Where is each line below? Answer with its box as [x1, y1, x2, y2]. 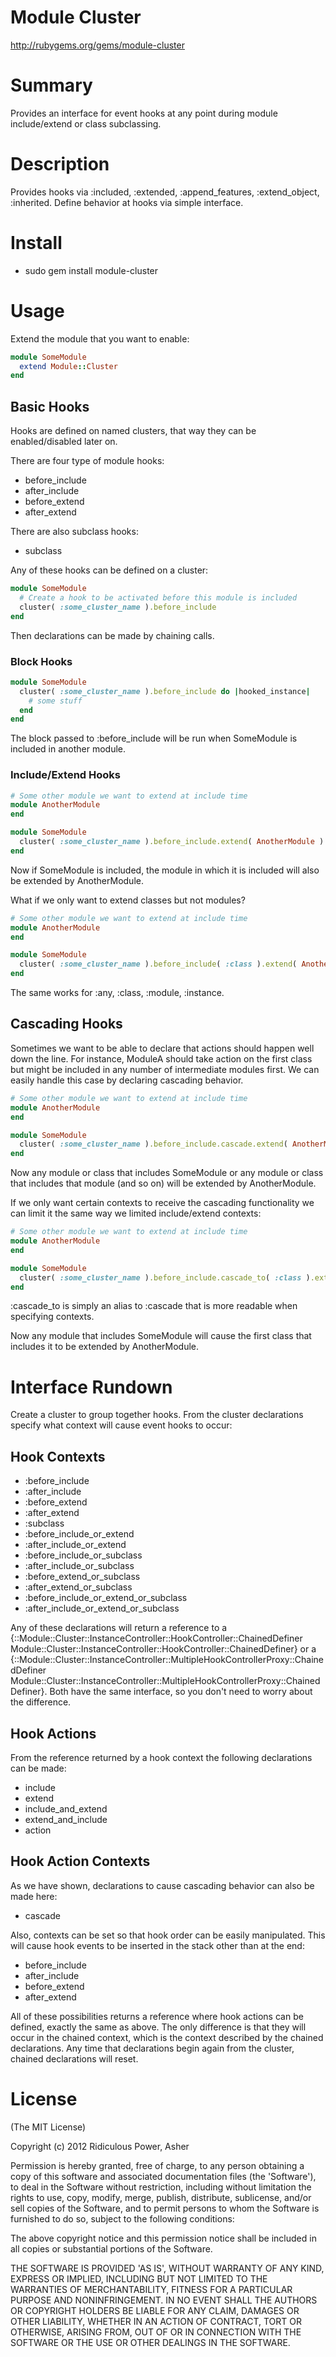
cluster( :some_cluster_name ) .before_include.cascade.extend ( [19, 1139, 288, 1150]
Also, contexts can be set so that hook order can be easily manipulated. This [10, 1929, 326, 1941]
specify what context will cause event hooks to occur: [10, 1419, 233, 1431]
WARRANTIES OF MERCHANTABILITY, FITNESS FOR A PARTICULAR [10, 2283, 293, 2295]
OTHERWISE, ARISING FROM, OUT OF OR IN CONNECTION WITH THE [10, 2326, 302, 2338]
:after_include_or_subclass [24, 1560, 135, 1572]
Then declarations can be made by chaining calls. [10, 629, 215, 641]
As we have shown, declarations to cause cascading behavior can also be [10, 1879, 315, 1891]
